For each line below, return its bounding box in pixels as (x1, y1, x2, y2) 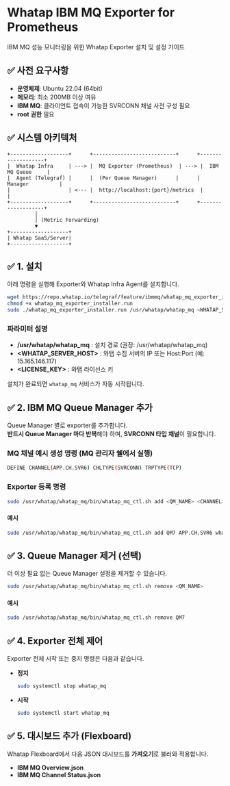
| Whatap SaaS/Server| (7, 234, 72, 241)
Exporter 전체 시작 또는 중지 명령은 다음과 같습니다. (7, 655, 144, 663)
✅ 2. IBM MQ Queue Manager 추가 (7, 402, 153, 414)
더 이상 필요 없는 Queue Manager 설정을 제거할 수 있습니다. (7, 570, 168, 578)
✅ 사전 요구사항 (7, 65, 69, 77)
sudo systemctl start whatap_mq (16, 709, 110, 716)
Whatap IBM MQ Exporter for (7, 5, 175, 21)
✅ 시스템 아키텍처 (7, 132, 77, 144)
